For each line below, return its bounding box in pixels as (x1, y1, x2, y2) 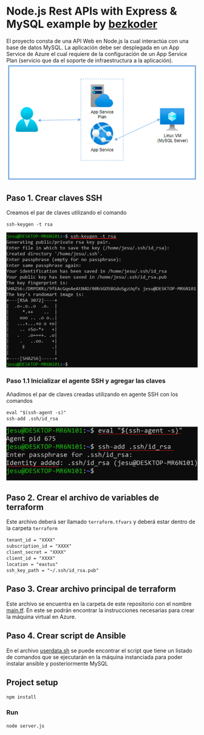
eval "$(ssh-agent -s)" (6, 409, 67, 416)
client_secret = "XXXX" (6, 549, 67, 555)
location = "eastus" (6, 561, 59, 567)
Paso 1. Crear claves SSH (6, 193, 103, 203)
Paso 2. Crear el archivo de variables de (6, 492, 160, 503)
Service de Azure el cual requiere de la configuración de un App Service (6, 50, 188, 57)
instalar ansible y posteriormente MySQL (6, 660, 108, 667)
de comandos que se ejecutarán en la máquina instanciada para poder (6, 653, 183, 661)
